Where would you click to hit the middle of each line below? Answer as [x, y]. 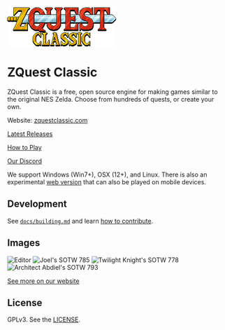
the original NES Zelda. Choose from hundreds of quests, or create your [111, 99]
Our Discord [25, 160]
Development [37, 204]
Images [24, 243]
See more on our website [43, 281]
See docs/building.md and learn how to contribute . [80, 221]
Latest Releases [30, 134]
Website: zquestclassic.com [48, 120]
